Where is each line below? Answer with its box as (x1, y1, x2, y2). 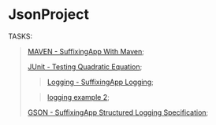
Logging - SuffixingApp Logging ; (47, 77, 154, 86)
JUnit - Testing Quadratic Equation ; (27, 61, 143, 72)
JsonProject (8, 6, 89, 24)
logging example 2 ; (47, 92, 110, 101)
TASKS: (8, 31, 33, 41)
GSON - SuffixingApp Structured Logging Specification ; (27, 108, 209, 117)
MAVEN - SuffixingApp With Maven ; (27, 46, 144, 56)
